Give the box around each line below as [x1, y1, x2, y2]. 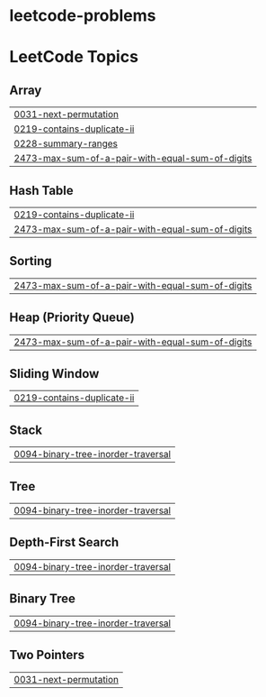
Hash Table [9, 182, 74, 198]
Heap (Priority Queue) [9, 310, 135, 326]
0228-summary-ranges [13, 137, 119, 150]
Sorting [9, 253, 52, 269]
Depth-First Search [9, 535, 120, 550]
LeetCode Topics [9, 47, 139, 68]
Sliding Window [9, 366, 100, 381]
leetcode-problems [9, 5, 156, 26]
